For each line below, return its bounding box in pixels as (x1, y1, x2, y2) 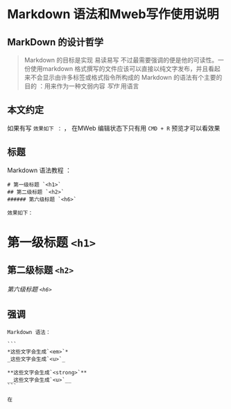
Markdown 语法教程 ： (7, 166, 71, 174)
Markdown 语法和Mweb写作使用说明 (7, 6, 219, 22)
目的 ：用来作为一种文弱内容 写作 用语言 (24, 82, 139, 90)
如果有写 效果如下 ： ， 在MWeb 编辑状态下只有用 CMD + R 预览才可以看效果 (7, 124, 221, 132)
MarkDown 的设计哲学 (7, 36, 104, 48)
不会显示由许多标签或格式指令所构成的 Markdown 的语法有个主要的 (30, 74, 223, 81)
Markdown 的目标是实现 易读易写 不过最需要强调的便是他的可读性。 (24, 56, 219, 64)
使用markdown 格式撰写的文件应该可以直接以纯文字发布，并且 (30, 65, 209, 73)
